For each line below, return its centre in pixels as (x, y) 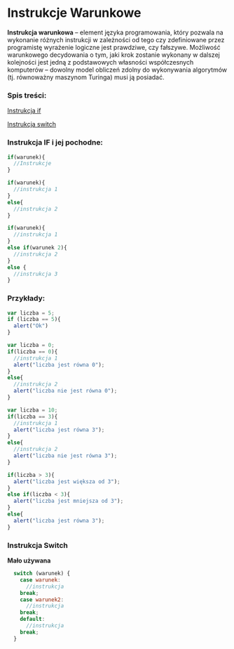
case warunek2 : (42, 599)
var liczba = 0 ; (31, 346)
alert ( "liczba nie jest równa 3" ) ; (66, 456)
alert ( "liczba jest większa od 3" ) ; (67, 481)
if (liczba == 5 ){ (34, 320)
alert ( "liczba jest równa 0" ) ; (59, 365)
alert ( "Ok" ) (31, 326)
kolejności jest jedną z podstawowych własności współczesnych (101, 62)
